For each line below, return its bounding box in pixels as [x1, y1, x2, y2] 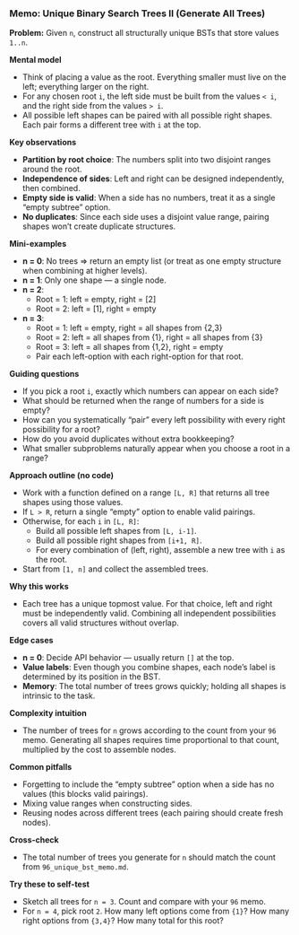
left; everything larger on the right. [21, 82, 149, 92]
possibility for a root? [21, 424, 101, 435]
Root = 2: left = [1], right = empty [35, 303, 157, 314]
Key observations [9, 137, 77, 148]
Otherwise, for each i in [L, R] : [21, 516, 140, 527]
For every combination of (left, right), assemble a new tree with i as [35, 545, 286, 555]
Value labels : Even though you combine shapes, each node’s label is [21, 662, 276, 673]
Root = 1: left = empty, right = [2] [35, 294, 157, 305]
